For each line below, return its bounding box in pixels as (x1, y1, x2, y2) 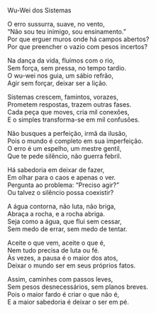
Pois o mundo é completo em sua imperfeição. (7, 137, 144, 145)
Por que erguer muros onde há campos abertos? (7, 35, 150, 43)
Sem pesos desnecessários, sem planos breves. (7, 282, 149, 291)
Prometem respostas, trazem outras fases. (7, 100, 132, 109)
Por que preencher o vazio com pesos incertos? (7, 43, 147, 51)
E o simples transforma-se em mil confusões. (7, 115, 140, 124)
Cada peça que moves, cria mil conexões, (7, 108, 130, 116)
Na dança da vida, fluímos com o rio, (7, 56, 115, 65)
